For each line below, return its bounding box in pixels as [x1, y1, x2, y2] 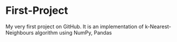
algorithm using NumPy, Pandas [34, 29, 112, 36]
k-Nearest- [144, 23, 172, 30]
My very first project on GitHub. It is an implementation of [5, 23, 144, 30]
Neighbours [5, 29, 34, 36]
